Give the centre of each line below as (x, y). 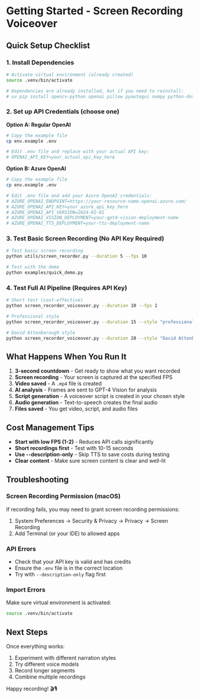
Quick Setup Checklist (48, 45)
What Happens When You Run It (66, 357)
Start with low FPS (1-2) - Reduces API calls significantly (84, 442)
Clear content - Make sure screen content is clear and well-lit (90, 461)
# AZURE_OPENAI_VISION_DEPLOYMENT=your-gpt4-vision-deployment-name (92, 218)
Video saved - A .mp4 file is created (58, 384)
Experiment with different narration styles (65, 658)
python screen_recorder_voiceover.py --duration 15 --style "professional (100, 322)
